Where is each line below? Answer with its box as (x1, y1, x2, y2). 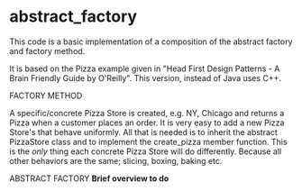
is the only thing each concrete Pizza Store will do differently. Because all (9, 146, 282, 157)
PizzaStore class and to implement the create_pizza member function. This (9, 136, 288, 147)
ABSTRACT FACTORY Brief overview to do (9, 173, 169, 184)
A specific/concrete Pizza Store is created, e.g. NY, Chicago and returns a (9, 107, 285, 118)
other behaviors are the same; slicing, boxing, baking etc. (9, 155, 223, 166)
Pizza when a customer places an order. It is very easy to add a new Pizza (9, 117, 285, 128)
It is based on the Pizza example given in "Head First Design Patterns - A (9, 63, 280, 74)
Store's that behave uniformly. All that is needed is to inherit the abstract (9, 126, 278, 137)
